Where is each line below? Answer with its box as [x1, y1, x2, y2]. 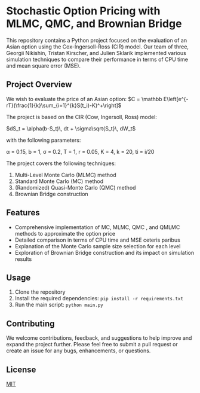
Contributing [6, 318, 55, 328]
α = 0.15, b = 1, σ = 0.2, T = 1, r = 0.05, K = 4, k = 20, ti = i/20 [6, 148, 155, 155]
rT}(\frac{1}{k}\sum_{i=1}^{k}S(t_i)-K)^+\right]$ [6, 102, 122, 109]
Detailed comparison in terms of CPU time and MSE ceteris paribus [14, 236, 180, 243]
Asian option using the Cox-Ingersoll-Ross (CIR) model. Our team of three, [6, 43, 189, 50]
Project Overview [6, 80, 72, 90]
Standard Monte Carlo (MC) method [14, 178, 103, 185]
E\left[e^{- [163, 95, 189, 102]
